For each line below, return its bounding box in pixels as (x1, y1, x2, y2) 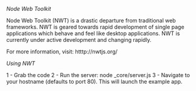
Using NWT (6, 60, 35, 67)
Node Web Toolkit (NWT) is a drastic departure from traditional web (6, 17, 177, 24)
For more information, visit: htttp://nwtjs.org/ (6, 48, 117, 55)
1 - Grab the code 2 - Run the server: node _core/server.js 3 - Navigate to (6, 72, 191, 78)
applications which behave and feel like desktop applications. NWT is (6, 30, 180, 37)
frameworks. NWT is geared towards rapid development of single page (6, 24, 184, 30)
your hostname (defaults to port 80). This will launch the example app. (6, 78, 183, 85)
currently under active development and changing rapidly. (6, 36, 152, 43)
